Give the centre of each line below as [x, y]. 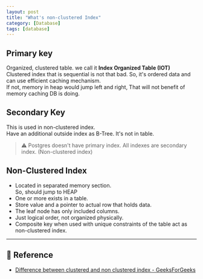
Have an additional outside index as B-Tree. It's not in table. [80, 133]
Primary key [30, 53]
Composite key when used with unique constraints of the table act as [101, 224]
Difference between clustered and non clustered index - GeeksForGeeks [105, 269]
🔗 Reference [30, 255]
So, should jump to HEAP [46, 192]
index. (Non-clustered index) [57, 151]
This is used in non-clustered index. [51, 127]
